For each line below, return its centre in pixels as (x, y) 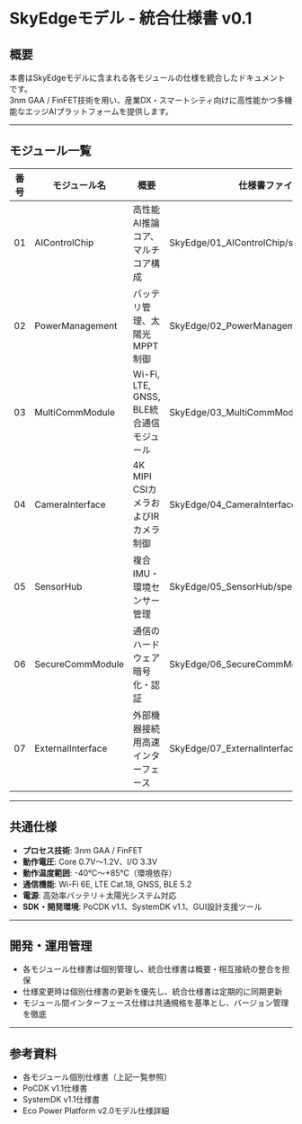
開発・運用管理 (51, 946)
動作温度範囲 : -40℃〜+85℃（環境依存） (99, 872)
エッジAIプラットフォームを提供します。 (99, 112)
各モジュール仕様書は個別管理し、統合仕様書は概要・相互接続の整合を (152, 969)
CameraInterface (70, 504)
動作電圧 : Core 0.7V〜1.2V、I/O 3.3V (90, 861)
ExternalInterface (71, 748)
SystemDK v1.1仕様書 (61, 1100)
